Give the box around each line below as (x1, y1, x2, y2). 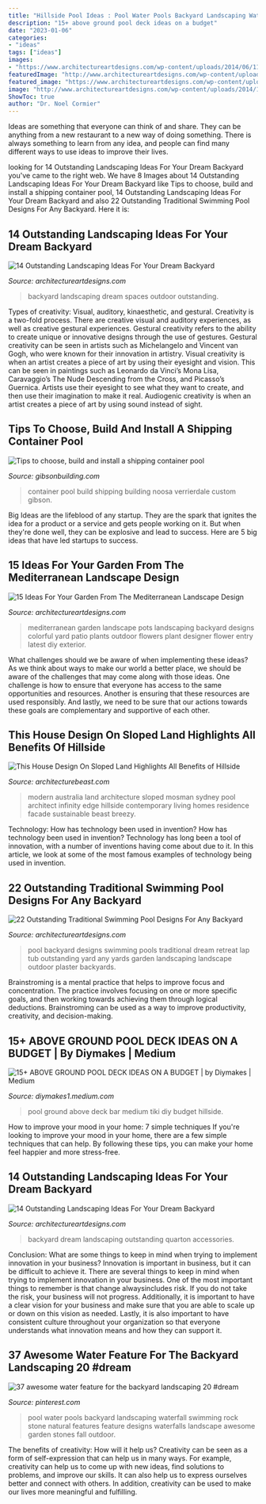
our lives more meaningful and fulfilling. (8, 1487, 138, 1496)
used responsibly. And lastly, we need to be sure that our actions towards (8, 697, 248, 706)
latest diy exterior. (27, 639, 87, 649)
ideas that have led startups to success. (8, 536, 139, 545)
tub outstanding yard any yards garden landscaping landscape (27, 954, 232, 964)
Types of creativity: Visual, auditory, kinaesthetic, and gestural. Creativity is (8, 307, 255, 316)
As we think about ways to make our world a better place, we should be (8, 663, 241, 673)
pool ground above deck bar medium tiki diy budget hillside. (27, 1107, 224, 1116)
